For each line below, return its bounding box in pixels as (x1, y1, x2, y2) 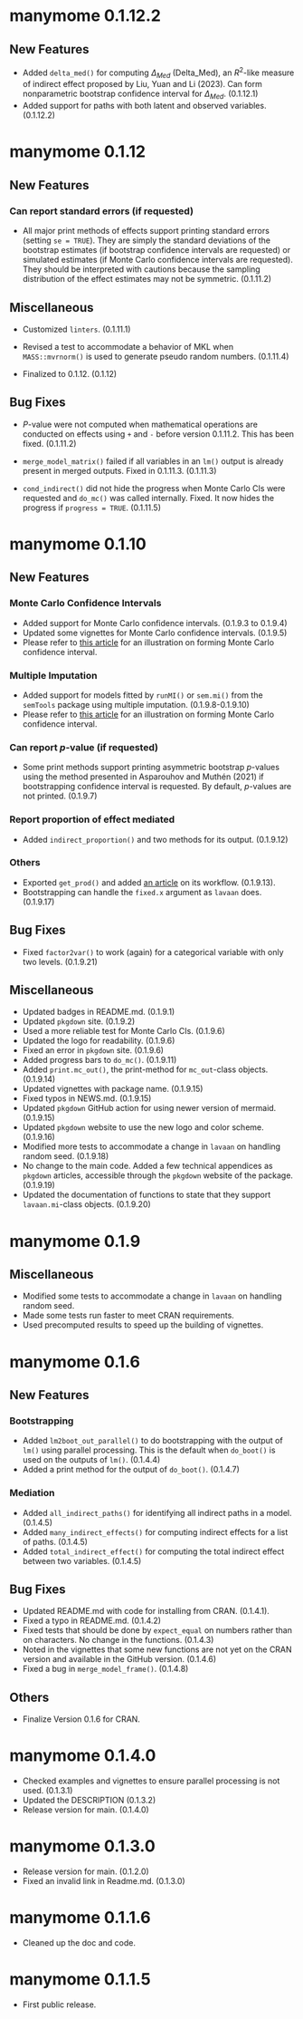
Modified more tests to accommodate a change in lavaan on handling (22, 1141, 281, 1152)
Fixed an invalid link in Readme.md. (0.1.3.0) (22, 1876, 185, 1887)
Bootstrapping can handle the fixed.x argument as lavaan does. (22, 886, 262, 897)
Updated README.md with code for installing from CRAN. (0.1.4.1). (22, 1606, 270, 1617)
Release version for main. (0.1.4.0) (22, 1804, 149, 1815)
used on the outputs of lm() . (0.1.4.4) (22, 1454, 161, 1465)
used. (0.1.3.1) (22, 1785, 73, 1796)
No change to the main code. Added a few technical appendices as (22, 1161, 273, 1172)
